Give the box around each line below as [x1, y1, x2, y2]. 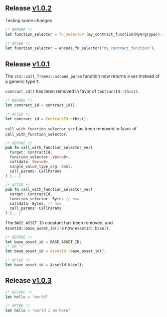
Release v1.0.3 [5, 276, 52, 285]
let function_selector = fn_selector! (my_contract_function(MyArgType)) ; [5, 32, 163, 37]
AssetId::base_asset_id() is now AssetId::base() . [5, 225, 110, 231]
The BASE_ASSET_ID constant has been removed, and [5, 219, 113, 225]
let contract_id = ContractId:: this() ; [5, 116, 89, 121]
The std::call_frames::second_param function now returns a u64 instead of [5, 73, 160, 79]
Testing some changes [5, 17, 52, 23]
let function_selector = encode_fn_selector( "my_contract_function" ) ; [5, 46, 156, 51]
